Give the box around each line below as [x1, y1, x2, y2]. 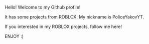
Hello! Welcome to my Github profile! [5, 4, 81, 10]
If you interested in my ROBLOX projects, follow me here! [5, 23, 122, 29]
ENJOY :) [5, 33, 24, 39]
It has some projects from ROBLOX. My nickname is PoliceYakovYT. [5, 14, 144, 19]
